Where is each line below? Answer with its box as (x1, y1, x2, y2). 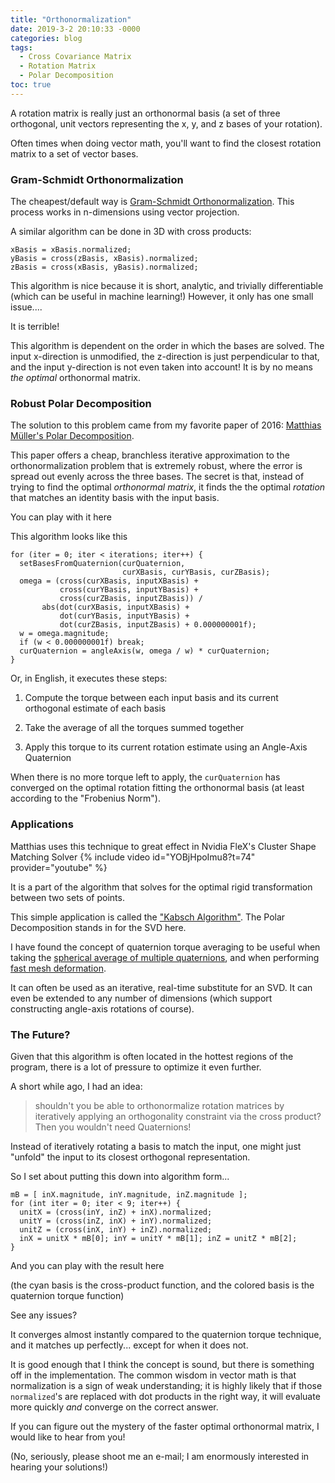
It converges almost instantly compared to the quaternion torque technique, (10, 1328, 322, 1340)
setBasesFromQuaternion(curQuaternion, (19, 559, 186, 569)
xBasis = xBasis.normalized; (10, 245, 132, 255)
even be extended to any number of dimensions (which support (10, 992, 273, 1004)
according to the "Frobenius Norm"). (10, 792, 161, 805)
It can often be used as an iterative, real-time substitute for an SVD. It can (10, 981, 313, 993)
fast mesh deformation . (10, 962, 107, 974)
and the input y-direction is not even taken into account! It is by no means (10, 361, 313, 373)
